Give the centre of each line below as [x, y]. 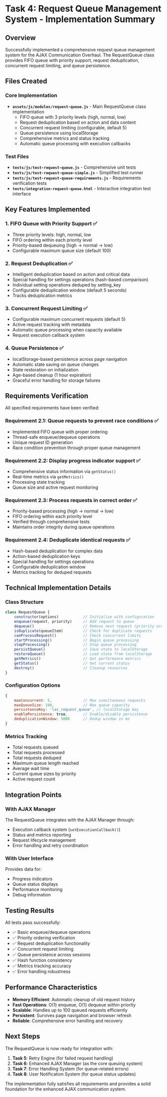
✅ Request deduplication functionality [51, 943]
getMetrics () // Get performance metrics [78, 659]
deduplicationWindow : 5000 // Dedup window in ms [72, 719]
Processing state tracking [39, 482]
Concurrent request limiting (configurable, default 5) [73, 127]
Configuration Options [33, 685]
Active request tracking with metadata [51, 324]
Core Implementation [31, 95]
